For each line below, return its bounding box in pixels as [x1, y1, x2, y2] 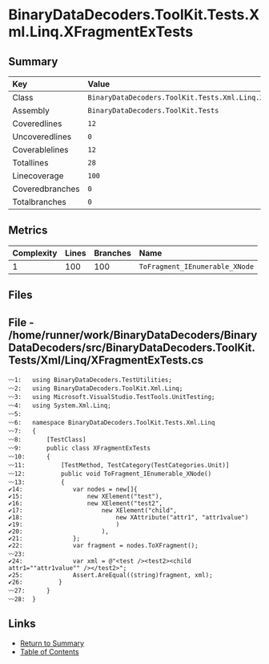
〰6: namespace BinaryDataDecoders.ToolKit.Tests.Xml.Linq [8, 419, 215, 427]
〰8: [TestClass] [8, 436, 86, 444]
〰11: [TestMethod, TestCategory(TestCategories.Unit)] [8, 462, 230, 470]
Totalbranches [12, 197, 66, 207]
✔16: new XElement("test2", [8, 499, 163, 507]
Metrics [8, 223, 48, 238]
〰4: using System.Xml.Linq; [8, 401, 112, 410]
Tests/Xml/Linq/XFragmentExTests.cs [8, 353, 204, 367]
